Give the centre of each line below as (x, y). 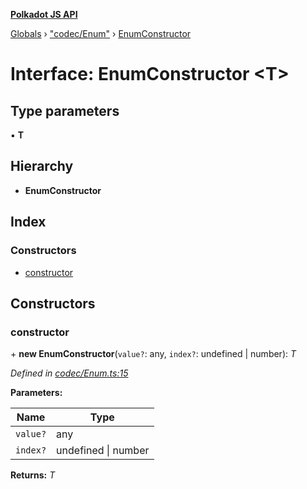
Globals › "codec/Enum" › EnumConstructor (101, 33)
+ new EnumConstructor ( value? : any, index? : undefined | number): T (153, 354)
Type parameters (65, 110)
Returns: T (33, 475)
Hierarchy (42, 166)
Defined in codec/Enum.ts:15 (69, 373)
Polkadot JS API (44, 14)
